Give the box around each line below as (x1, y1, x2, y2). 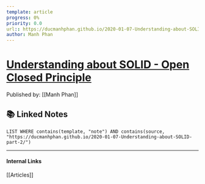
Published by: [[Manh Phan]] (6, 91, 78, 98)
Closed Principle (6, 71, 92, 85)
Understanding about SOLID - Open (6, 58, 190, 72)
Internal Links (6, 158, 42, 165)
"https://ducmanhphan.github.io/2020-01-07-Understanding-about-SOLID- (6, 133, 192, 140)
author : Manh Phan (6, 32, 53, 38)
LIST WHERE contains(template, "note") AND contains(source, (6, 129, 165, 135)
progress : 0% (6, 15, 40, 21)
